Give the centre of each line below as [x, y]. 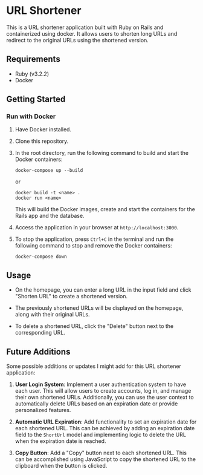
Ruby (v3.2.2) [32, 74]
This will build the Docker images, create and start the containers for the [105, 209]
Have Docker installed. [43, 129]
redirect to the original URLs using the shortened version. [78, 40]
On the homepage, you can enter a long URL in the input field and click [103, 290]
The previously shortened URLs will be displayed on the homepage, [99, 308]
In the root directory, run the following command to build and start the [102, 153]
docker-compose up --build [49, 171]
